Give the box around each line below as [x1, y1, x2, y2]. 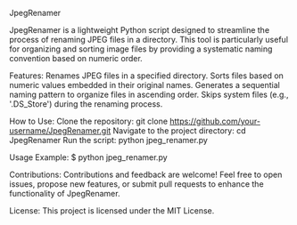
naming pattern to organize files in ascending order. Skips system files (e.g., [9, 89, 289, 100]
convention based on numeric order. [9, 53, 143, 63]
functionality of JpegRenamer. [9, 189, 120, 198]
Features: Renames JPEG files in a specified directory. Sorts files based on [9, 70, 284, 81]
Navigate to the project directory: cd [112, 125, 246, 136]
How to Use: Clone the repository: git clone [9, 116, 168, 126]
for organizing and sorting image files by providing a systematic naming [9, 44, 273, 54]
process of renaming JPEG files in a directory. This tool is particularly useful [9, 35, 288, 44]
